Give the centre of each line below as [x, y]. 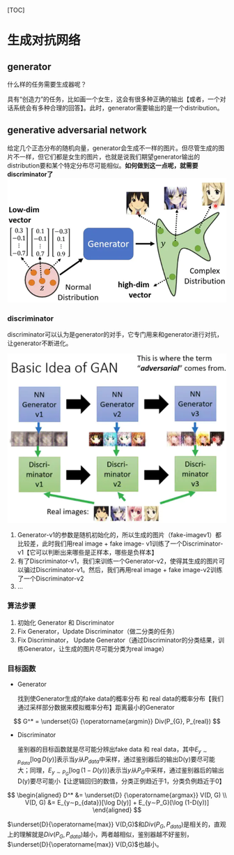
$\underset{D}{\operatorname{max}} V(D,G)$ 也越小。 [85, 844]
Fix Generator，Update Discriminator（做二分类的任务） [98, 631]
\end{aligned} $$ [117, 810]
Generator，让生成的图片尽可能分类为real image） [96, 648]
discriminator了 [30, 174]
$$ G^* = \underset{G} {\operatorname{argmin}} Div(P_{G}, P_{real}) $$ [117, 721]
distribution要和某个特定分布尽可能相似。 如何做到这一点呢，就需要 [103, 165]
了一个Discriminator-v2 [50, 578]
